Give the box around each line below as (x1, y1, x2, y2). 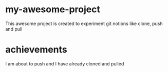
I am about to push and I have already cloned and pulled (5, 60, 124, 67)
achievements (5, 44, 68, 56)
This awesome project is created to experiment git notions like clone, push (5, 20, 163, 27)
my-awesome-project (5, 4, 100, 15)
